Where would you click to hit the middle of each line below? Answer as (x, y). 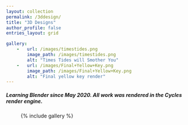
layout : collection (30, 11)
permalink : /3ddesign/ (34, 17)
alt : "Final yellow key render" (67, 77)
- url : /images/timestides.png (57, 49)
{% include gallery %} (47, 116)
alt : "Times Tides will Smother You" (73, 60)
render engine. (24, 101)
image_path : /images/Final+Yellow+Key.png (79, 71)
